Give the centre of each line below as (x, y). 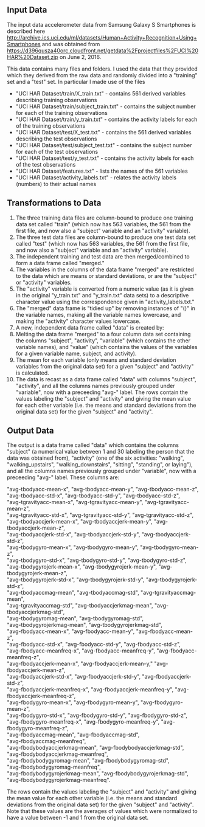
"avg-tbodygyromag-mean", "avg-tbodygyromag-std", (75, 618)
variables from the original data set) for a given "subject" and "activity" (105, 366)
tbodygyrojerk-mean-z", (37, 573)
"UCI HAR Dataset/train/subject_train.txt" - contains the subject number (106, 106)
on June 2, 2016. (80, 57)
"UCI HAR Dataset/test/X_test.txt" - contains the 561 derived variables (103, 132)
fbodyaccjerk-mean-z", (36, 670)
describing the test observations (56, 139)
